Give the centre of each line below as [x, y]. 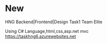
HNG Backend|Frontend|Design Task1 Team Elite [54, 22]
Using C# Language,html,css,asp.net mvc [47, 31]
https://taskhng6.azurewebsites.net [41, 36]
